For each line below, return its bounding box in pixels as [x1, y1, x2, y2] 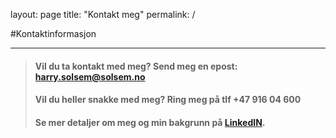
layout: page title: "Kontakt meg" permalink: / [10, 9, 196, 20]
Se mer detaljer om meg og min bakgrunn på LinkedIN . [34, 116, 266, 128]
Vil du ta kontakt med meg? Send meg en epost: [34, 60, 238, 72]
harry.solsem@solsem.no [34, 70, 146, 83]
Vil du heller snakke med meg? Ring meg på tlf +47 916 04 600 [34, 94, 302, 106]
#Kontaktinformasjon [10, 28, 97, 39]
